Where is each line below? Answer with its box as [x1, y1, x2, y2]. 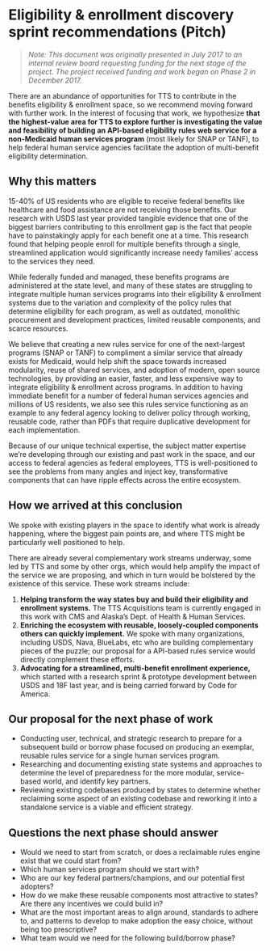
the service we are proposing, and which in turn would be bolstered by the [8, 570, 256, 580]
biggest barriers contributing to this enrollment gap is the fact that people [8, 222, 252, 231]
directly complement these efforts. [19, 654, 135, 664]
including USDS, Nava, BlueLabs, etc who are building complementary [19, 637, 254, 647]
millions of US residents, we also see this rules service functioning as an [8, 399, 248, 409]
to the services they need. [8, 256, 95, 266]
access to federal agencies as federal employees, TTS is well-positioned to [8, 458, 258, 467]
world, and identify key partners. [43, 776, 152, 786]
